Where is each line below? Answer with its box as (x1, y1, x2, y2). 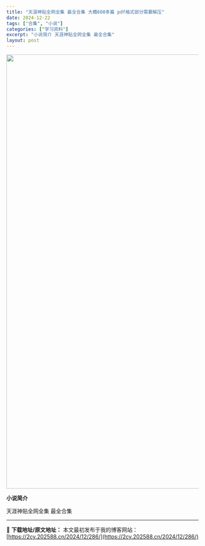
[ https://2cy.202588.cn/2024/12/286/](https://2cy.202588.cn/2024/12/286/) (6, 533, 199, 540)
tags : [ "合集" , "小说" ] (6, 20, 63, 26)
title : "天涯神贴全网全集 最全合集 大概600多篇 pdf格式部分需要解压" (6, 9, 165, 15)
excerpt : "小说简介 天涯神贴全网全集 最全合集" (6, 32, 115, 38)
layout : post (6, 37, 40, 43)
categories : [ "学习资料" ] (6, 26, 69, 32)
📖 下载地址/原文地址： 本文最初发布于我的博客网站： (6, 526, 138, 533)
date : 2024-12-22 (6, 15, 51, 21)
